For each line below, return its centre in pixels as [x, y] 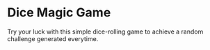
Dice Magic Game [59, 13]
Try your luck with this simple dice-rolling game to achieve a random [105, 32]
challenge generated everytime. [53, 38]
